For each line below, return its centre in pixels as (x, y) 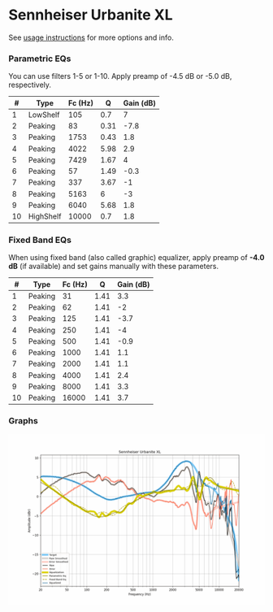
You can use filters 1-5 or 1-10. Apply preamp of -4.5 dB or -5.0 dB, (120, 76)
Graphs (23, 421)
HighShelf (45, 216)
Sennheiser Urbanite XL (91, 15)
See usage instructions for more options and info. (91, 37)
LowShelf (44, 115)
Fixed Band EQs (40, 240)
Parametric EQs (40, 59)
